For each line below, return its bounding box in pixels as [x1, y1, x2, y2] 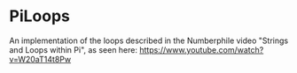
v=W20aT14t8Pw [9, 54, 72, 64]
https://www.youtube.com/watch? [138, 44, 264, 55]
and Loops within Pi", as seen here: [9, 44, 138, 55]
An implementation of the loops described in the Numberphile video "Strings [9, 35, 289, 46]
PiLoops [9, 6, 71, 26]
